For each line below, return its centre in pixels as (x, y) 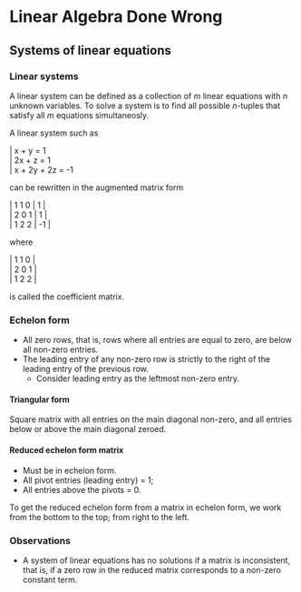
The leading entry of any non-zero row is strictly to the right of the (146, 359)
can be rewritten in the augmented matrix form (97, 187)
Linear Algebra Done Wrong (116, 17)
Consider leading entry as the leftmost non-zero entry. (138, 378)
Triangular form (39, 399)
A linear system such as (54, 133)
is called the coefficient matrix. (67, 296)
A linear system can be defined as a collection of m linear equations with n (149, 95)
